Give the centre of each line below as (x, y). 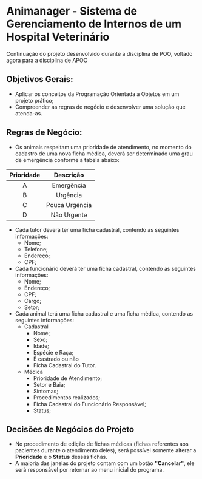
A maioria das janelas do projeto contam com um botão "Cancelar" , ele (105, 463)
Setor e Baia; (49, 384)
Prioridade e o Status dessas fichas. (61, 457)
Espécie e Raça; (53, 352)
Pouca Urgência (69, 205)
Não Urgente (69, 215)
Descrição (69, 175)
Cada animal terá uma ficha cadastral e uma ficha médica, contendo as (104, 313)
